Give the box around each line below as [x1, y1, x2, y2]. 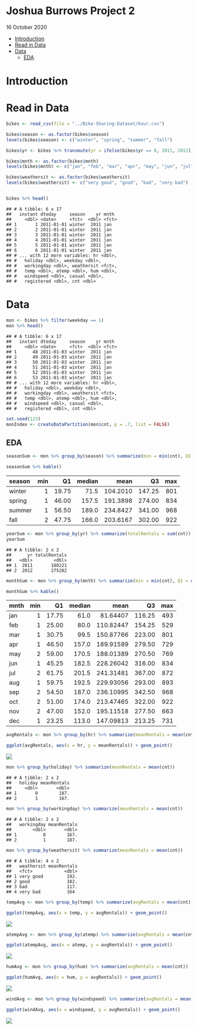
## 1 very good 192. [6, 873, 78, 879]
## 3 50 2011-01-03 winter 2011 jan [6, 359, 112, 365]
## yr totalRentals [6, 552, 67, 558]
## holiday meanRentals [6, 780, 70, 786]
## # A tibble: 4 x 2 [6, 858, 60, 864]
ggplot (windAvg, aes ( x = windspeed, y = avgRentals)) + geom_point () [6, 1006, 181, 1012]
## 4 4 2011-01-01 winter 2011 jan [6, 237, 112, 243]
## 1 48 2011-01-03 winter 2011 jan [6, 349, 112, 355]
